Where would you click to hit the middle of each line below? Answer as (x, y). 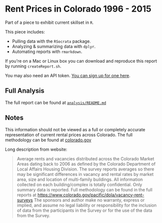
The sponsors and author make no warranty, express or (89, 200)
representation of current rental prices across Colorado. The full (69, 135)
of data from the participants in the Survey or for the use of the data (84, 210)
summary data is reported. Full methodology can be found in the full (85, 189)
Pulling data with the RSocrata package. (51, 41)
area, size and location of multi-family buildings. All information (80, 179)
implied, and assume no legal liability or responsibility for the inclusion (87, 205)
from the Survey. (34, 215)
